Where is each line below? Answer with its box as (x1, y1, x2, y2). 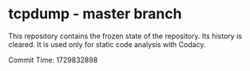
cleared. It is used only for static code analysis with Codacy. (8, 39, 206, 49)
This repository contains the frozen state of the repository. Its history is (8, 31, 242, 41)
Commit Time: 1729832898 (8, 55, 98, 65)
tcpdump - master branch (8, 5, 182, 23)
